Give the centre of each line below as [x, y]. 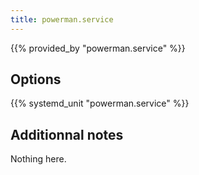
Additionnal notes [67, 134]
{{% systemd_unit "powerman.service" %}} [100, 103]
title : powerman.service [62, 19]
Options [36, 79]
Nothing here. [38, 159]
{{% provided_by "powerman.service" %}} [98, 48]
